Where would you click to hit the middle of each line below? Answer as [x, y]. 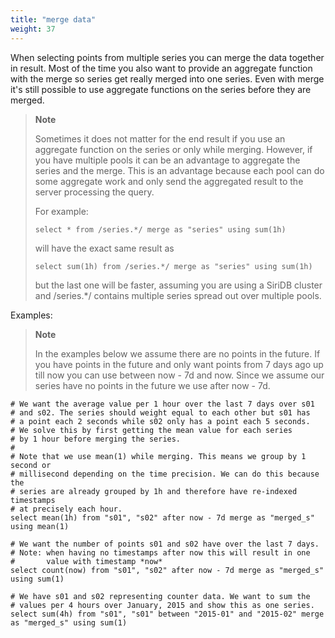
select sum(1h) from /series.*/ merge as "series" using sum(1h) [173, 266]
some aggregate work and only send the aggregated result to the [169, 181]
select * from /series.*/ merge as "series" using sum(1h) [160, 229]
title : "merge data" [53, 19]
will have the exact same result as [104, 248]
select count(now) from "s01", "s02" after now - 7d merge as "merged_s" [167, 570]
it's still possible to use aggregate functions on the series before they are [161, 89]
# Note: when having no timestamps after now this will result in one [160, 552]
